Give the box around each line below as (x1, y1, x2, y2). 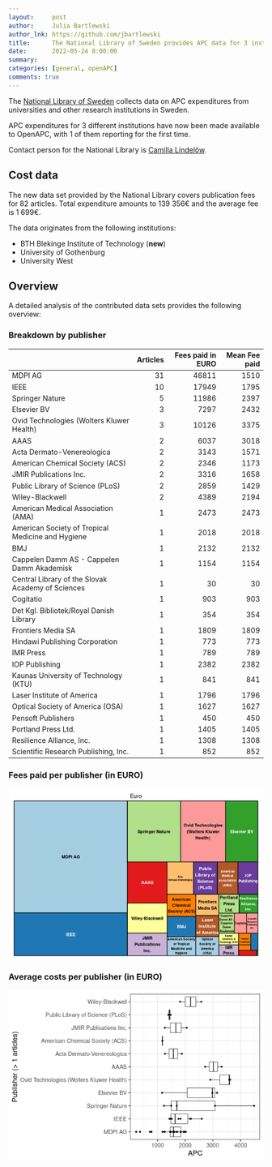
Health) (11, 424, 37, 434)
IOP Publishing (11, 659, 61, 669)
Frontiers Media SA (11, 625, 76, 635)
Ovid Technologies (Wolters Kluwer (11, 416, 130, 426)
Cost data (8, 169, 59, 182)
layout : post (8, 13, 67, 21)
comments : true (8, 73, 60, 81)
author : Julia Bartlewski (8, 21, 111, 30)
